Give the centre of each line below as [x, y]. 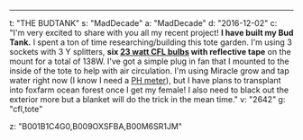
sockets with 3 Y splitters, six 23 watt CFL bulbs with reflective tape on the [150, 52]
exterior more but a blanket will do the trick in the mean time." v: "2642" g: [147, 99]
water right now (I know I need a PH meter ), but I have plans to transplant [145, 80]
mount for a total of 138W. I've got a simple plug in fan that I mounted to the [150, 61]
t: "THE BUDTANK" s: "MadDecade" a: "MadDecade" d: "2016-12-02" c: [143, 23]
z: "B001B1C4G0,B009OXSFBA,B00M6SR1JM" [96, 126]
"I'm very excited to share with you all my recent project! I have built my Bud [151, 33]
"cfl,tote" [26, 109]
